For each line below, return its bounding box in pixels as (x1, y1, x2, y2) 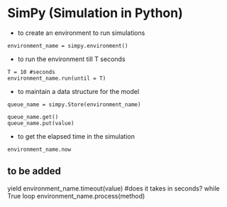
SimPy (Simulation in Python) (7, 5, 183, 21)
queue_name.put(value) (7, 120, 74, 127)
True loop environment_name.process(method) (7, 191, 145, 200)
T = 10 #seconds (7, 68, 55, 75)
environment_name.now (7, 146, 72, 153)
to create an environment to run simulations (17, 28, 145, 37)
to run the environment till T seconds (17, 55, 126, 63)
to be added (7, 165, 62, 177)
